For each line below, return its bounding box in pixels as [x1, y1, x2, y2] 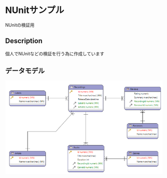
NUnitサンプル [5, 4, 64, 16]
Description [5, 37, 42, 45]
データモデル [5, 67, 45, 75]
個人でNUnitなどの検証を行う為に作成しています [5, 50, 104, 56]
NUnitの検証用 [5, 22, 35, 28]
